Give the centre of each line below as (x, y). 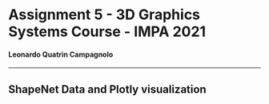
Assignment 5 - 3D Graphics (104, 15)
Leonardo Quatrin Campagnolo (61, 54)
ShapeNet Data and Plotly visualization (107, 89)
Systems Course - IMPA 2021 (107, 32)
